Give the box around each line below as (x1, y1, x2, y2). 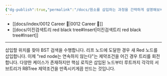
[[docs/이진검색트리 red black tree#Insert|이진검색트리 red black (12, 27, 142, 33)
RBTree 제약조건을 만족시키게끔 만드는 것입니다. (22, 65, 116, 72)
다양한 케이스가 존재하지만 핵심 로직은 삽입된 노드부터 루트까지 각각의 (19, 59, 154, 65)
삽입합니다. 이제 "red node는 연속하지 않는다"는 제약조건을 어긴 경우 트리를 (5, 53, 151, 59)
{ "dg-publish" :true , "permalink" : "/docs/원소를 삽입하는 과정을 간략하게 (5, 7, 144, 12)
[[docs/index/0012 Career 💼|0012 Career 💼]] (12, 21, 103, 27)
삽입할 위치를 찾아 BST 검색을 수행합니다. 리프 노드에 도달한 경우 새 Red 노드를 (5, 47, 158, 53)
